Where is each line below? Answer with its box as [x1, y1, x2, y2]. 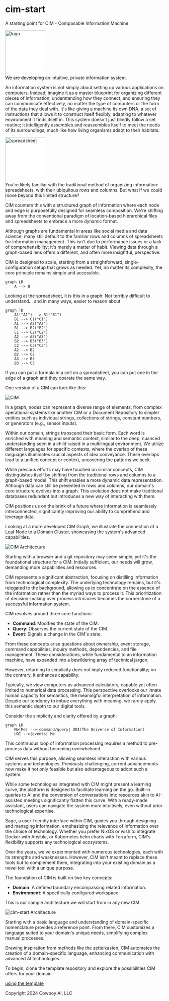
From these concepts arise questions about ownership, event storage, [5, 640, 150, 647]
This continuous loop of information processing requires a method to [5, 740, 148, 746]
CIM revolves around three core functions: [5, 610, 93, 616]
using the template [5, 980, 44, 986]
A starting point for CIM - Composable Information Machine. [5, 20, 130, 26]
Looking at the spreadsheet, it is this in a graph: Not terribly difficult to [5, 293, 150, 299]
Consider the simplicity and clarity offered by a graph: [5, 712, 117, 719]
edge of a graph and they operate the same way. [5, 375, 107, 381]
